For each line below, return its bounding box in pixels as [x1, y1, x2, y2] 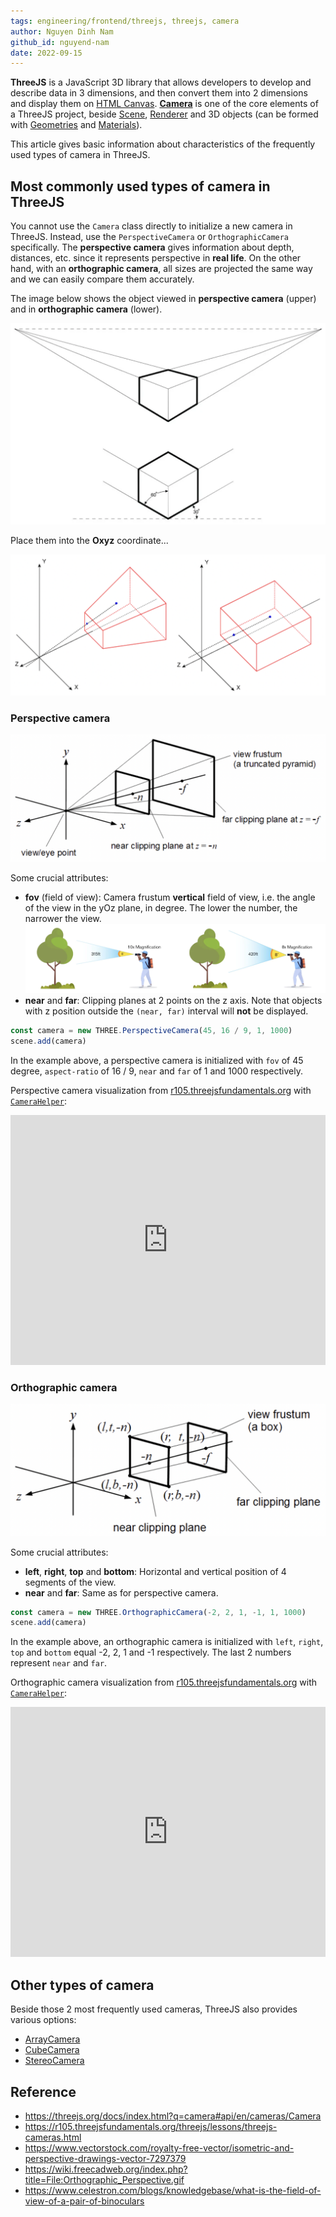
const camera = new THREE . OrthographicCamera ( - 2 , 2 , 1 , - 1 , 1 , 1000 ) [10, 1607, 307, 1617]
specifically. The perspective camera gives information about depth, [10, 241, 295, 254]
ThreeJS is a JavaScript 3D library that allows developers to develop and [10, 76, 312, 89]
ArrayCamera [24, 2033, 81, 2045]
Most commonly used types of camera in [10, 178, 271, 195]
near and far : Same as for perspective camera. [24, 1586, 219, 1599]
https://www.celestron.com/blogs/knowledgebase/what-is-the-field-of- [24, 2184, 322, 2196]
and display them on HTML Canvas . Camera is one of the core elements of [10, 98, 319, 110]
